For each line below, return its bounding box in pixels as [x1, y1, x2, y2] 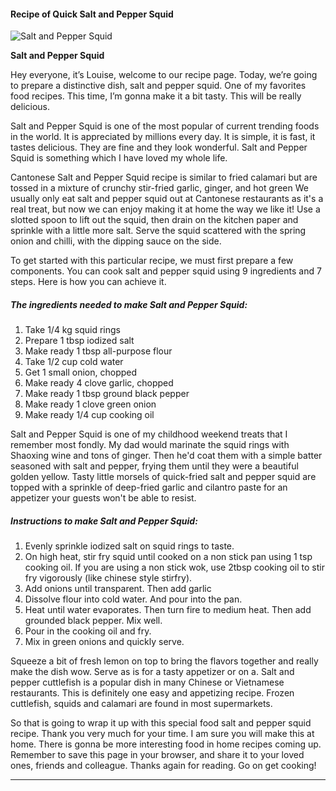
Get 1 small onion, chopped [24, 366, 138, 379]
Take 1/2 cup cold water [24, 356, 124, 368]
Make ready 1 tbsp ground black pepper [24, 388, 190, 400]
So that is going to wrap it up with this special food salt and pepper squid [10, 717, 312, 729]
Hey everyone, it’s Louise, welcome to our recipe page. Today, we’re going [10, 69, 318, 81]
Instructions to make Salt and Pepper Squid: [10, 515, 198, 527]
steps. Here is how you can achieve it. [10, 276, 167, 288]
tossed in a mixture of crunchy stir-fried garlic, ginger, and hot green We [10, 182, 309, 194]
